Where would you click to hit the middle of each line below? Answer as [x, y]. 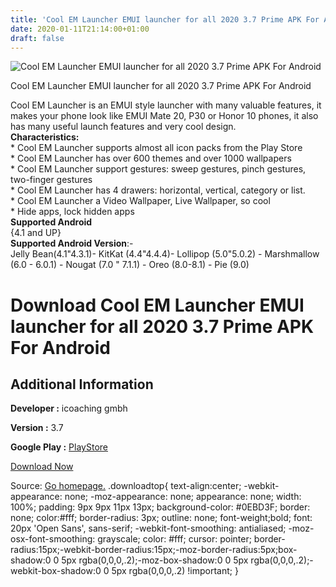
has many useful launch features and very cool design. [123, 127]
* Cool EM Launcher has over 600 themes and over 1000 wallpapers [151, 158]
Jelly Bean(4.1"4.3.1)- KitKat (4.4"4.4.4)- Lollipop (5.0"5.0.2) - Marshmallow [165, 254]
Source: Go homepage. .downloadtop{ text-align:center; [126, 486]
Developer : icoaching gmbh [69, 408]
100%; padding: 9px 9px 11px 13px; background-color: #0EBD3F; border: [160, 507]
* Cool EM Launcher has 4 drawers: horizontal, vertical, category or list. [158, 190]
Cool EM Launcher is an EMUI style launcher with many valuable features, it [166, 105]
